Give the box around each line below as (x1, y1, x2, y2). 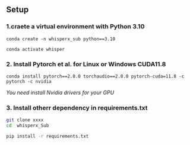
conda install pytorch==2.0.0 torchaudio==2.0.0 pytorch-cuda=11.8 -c (6, 73, 185, 79)
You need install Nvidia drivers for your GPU (6, 89, 115, 96)
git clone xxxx (6, 117, 44, 123)
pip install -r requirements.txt (6, 133, 89, 140)
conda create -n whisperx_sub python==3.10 (6, 36, 116, 42)
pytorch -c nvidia (6, 78, 52, 85)
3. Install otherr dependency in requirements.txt (6, 104, 148, 112)
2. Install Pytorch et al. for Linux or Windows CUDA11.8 (6, 60, 166, 68)
